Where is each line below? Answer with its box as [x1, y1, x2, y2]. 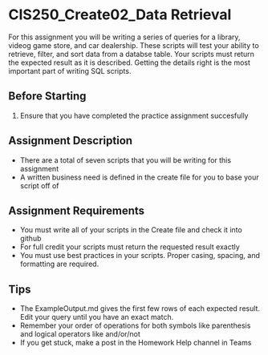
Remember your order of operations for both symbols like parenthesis [19, 321, 251, 330]
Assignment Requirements [8, 204, 145, 217]
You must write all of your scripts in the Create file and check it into [19, 225, 242, 235]
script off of [19, 180, 59, 190]
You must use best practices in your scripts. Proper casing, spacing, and [19, 251, 261, 260]
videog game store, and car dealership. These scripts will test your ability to [8, 40, 259, 50]
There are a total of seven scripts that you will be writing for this [19, 155, 231, 165]
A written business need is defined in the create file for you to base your [19, 172, 259, 182]
